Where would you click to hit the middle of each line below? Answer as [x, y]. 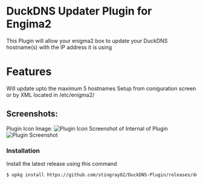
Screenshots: [32, 114]
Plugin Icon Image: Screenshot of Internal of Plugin [87, 128]
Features [29, 72]
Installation [23, 151]
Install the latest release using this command [62, 163]
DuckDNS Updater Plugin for [79, 11]
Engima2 [29, 24]
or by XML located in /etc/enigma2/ [50, 94]
